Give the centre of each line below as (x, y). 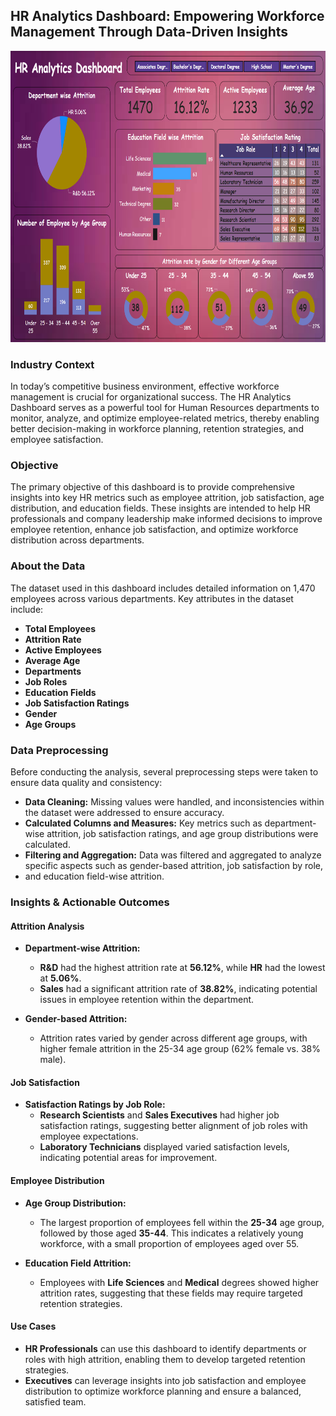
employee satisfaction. (57, 440)
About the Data (48, 566)
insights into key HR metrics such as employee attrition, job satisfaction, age (167, 498)
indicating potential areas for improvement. (128, 1158)
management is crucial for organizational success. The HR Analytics (151, 397)
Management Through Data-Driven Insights (149, 32)
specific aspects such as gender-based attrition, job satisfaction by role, (174, 865)
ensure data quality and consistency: (86, 782)
